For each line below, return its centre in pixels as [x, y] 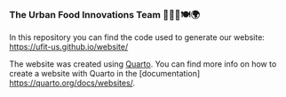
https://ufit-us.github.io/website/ [69, 47]
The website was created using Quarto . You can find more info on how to [143, 64]
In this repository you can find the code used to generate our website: [137, 37]
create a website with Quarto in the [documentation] [105, 74]
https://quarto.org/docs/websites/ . [72, 83]
